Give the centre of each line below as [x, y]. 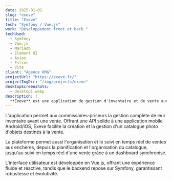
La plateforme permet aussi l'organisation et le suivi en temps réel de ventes [86, 142]
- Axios [18, 58]
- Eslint [19, 63]
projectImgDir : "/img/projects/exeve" [47, 82]
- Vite [17, 67]
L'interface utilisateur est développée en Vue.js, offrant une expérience [80, 163]
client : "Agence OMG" [28, 73]
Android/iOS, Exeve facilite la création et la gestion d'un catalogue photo [82, 126]
